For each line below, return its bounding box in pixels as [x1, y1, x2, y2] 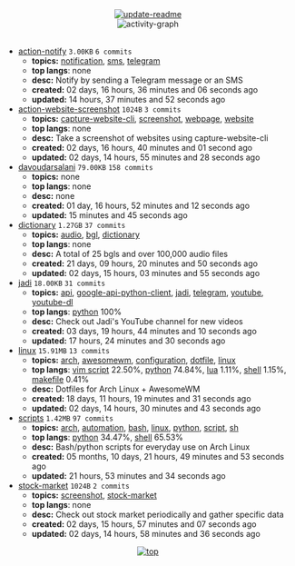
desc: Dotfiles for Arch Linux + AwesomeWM [31, 383, 201, 394]
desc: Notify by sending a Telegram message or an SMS [31, 74, 243, 85]
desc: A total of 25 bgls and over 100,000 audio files [31, 249, 229, 259]
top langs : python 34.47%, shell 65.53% [31, 432, 184, 442]
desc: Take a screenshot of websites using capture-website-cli [31, 133, 269, 144]
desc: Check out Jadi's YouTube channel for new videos [31, 316, 243, 326]
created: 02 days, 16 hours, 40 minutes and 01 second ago [31, 143, 252, 153]
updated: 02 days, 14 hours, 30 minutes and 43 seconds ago [31, 403, 261, 413]
